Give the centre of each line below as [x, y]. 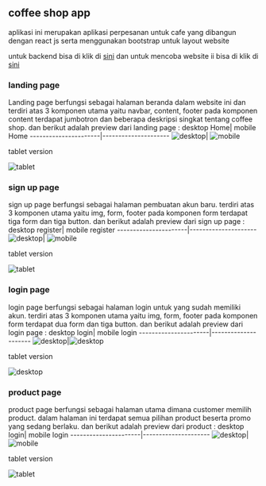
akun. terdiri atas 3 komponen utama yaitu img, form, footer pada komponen [133, 315]
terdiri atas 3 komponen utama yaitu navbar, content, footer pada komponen [133, 111]
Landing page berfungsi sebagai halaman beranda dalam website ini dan [127, 102]
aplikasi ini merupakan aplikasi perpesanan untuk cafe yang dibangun [122, 32]
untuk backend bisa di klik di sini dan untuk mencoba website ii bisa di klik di [133, 56]
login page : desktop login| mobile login [73, 332]
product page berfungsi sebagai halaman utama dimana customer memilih [130, 409]
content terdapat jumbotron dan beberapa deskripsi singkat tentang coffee [130, 119]
